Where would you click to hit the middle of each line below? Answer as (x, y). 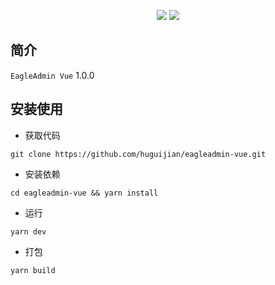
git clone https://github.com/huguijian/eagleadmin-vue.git (138, 154)
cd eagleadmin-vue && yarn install (84, 193)
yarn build (33, 270)
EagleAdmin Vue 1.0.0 (52, 75)
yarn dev (28, 231)
